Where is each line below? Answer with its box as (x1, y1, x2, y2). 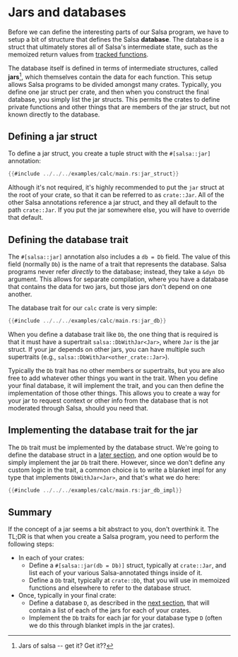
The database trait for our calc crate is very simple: (8, 304, 157, 312)
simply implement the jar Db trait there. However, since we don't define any (8, 458, 225, 466)
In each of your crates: (18, 554, 85, 562)
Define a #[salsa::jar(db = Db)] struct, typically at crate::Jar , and (28, 561, 227, 569)
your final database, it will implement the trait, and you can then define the (8, 381, 225, 389)
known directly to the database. (8, 110, 100, 119)
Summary (8, 507, 52, 519)
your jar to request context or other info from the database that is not (8, 396, 209, 405)
